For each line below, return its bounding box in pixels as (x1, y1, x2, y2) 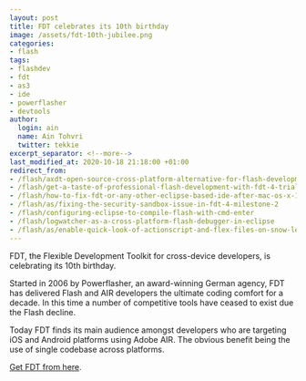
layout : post (9, 13, 59, 23)
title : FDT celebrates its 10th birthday (9, 22, 169, 31)
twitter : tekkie (17, 140, 79, 149)
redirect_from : (9, 166, 67, 175)
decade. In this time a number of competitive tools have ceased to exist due (9, 297, 294, 308)
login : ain (17, 124, 59, 133)
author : (9, 115, 39, 124)
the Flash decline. (9, 306, 76, 317)
